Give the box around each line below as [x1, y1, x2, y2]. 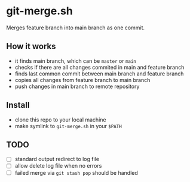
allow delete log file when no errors [14, 162, 102, 169]
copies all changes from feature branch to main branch [14, 76, 151, 83]
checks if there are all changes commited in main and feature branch [14, 63, 185, 71]
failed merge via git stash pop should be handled [14, 169, 139, 176]
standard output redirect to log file [14, 156, 100, 163]
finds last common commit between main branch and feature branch [14, 70, 184, 77]
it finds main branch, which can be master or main [14, 57, 136, 64]
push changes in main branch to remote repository [14, 83, 140, 90]
